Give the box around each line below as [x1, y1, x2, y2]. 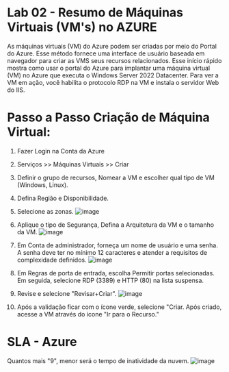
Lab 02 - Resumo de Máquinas [7, 5, 183, 21]
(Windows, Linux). [16, 180, 68, 189]
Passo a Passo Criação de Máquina [7, 110, 210, 125]
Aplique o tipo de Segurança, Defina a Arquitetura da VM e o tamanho [16, 221, 214, 229]
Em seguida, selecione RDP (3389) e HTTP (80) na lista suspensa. [16, 276, 204, 284]
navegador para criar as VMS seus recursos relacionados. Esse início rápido [7, 56, 222, 64]
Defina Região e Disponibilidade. [16, 194, 109, 202]
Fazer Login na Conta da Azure [16, 147, 105, 155]
